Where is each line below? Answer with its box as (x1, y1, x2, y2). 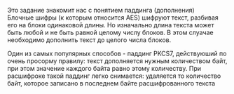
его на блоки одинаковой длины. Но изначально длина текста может (7, 21, 214, 29)
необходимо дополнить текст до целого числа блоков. (7, 36, 172, 44)
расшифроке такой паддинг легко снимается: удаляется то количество (7, 72, 221, 80)
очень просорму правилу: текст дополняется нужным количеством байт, (7, 57, 228, 65)
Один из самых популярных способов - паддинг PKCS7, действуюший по (7, 49, 227, 58)
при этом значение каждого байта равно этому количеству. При (7, 65, 202, 72)
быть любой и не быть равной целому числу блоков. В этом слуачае (7, 28, 214, 36)
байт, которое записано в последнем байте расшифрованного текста (7, 79, 216, 87)
